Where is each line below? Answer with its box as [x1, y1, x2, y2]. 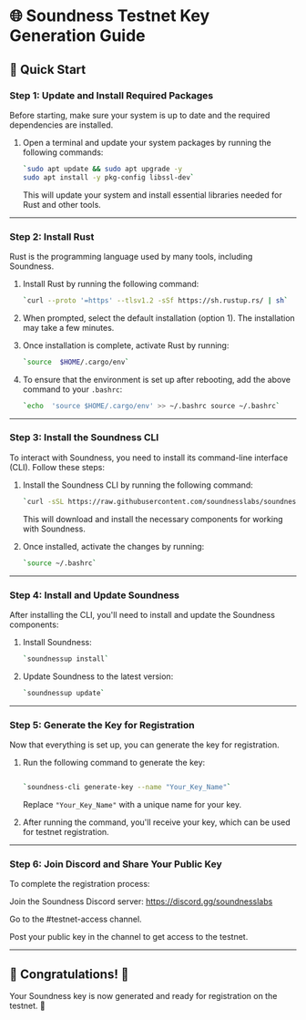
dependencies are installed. [9, 119, 114, 130]
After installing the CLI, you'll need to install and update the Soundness [9, 609, 276, 620]
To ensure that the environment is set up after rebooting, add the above [22, 374, 291, 385]
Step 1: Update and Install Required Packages [9, 88, 214, 101]
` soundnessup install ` [22, 654, 109, 664]
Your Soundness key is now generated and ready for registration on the [9, 990, 278, 1001]
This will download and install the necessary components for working [22, 513, 284, 524]
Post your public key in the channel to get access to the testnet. [9, 932, 249, 943]
